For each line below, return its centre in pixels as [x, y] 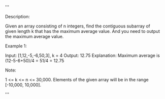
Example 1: [16, 46]
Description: [17, 16]
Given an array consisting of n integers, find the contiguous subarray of [78, 26]
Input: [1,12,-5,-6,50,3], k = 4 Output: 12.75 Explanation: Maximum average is [82, 55]
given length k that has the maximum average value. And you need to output [82, 31]
